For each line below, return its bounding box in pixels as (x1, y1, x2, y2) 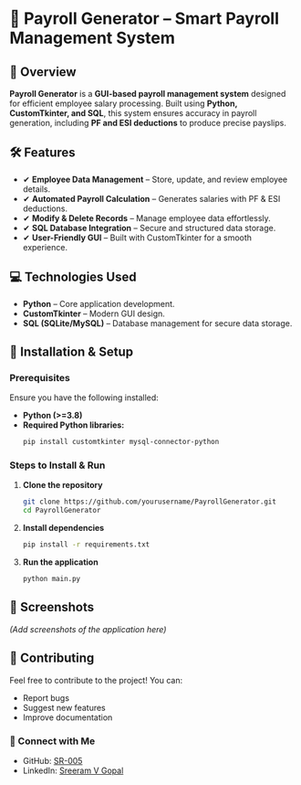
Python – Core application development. (22, 298, 175, 309)
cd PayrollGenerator (22, 506, 101, 515)
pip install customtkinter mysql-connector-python (22, 438, 220, 447)
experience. (22, 241, 68, 252)
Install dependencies (22, 523, 105, 534)
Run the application (22, 557, 99, 568)
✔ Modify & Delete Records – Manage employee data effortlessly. (22, 212, 271, 223)
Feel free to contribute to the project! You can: (9, 674, 183, 685)
